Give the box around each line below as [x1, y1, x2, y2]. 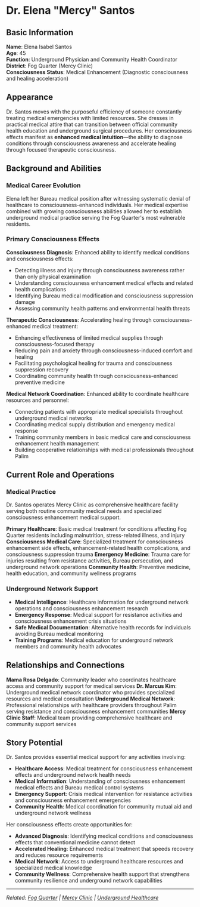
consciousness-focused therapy [14, 340, 95, 348]
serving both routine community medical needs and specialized [6, 508, 162, 515]
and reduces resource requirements [14, 851, 103, 859]
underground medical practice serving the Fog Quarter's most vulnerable [6, 214, 186, 221]
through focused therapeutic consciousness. [6, 146, 116, 153]
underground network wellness [14, 810, 92, 817]
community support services [6, 720, 77, 727]
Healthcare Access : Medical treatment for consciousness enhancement [14, 765, 192, 772]
